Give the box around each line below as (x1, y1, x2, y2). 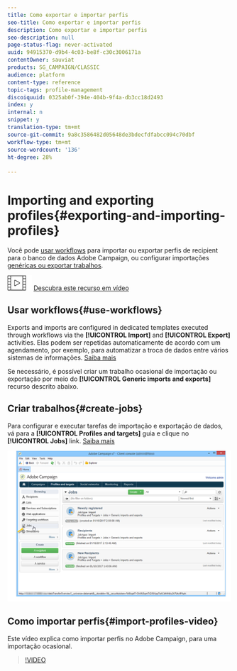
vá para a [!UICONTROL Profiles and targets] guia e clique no (7, 429, 189, 438)
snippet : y (7, 116, 40, 123)
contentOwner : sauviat (7, 57, 75, 64)
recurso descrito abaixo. (7, 382, 79, 390)
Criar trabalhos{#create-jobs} (7, 403, 143, 415)
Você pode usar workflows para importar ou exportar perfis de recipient (7, 246, 219, 255)
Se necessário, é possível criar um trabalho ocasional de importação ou (7, 367, 217, 375)
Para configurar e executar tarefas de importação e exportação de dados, (7, 421, 224, 430)
